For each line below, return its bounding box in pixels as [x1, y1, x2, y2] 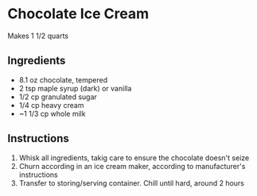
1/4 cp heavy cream [18, 100, 84, 110]
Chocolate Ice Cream [7, 5, 149, 23]
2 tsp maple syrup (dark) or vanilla [18, 83, 132, 93]
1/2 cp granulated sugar [18, 92, 97, 102]
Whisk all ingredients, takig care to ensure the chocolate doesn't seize [18, 152, 250, 163]
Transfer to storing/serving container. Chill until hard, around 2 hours [18, 178, 244, 187]
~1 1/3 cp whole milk [18, 109, 86, 118]
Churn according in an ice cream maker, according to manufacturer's [18, 161, 246, 171]
